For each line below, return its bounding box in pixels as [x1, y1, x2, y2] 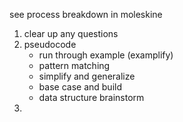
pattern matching [38, 60, 111, 71]
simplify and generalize [38, 70, 136, 82]
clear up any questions [23, 28, 119, 39]
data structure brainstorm [38, 92, 145, 103]
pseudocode [23, 39, 77, 50]
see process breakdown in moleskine [9, 9, 163, 20]
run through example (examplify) [38, 49, 174, 61]
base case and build [38, 81, 122, 93]
